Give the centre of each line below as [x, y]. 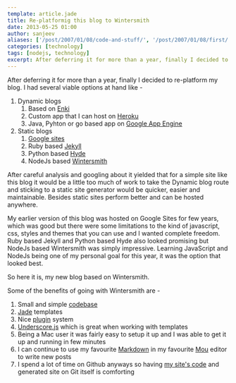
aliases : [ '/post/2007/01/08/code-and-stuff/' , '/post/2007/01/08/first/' [119, 40]
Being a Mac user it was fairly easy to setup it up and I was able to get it [122, 334]
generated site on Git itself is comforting [76, 372]
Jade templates [40, 312]
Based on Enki [49, 108]
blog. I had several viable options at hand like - [75, 87]
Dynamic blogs [39, 101]
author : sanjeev [31, 34]
